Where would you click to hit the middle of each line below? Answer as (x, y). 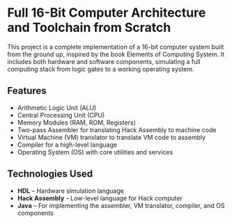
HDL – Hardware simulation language (70, 191)
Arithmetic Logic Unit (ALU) (57, 107)
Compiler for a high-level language (67, 145)
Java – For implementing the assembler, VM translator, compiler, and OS (121, 205)
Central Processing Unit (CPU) (61, 115)
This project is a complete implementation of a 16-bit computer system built (116, 47)
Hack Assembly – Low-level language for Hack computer (100, 198)
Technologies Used (50, 174)
